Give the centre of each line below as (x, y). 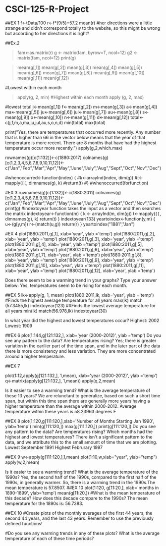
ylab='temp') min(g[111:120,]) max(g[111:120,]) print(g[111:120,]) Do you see (81, 426)
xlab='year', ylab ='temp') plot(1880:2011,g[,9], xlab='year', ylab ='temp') (80, 260)
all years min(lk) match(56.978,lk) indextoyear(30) (56, 311)
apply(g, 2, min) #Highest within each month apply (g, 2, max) (81, 97)
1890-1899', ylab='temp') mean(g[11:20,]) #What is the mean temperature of (83, 493)
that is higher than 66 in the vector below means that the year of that (75, 137)
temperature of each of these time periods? (50, 538)
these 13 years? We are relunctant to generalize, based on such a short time (83, 395)
